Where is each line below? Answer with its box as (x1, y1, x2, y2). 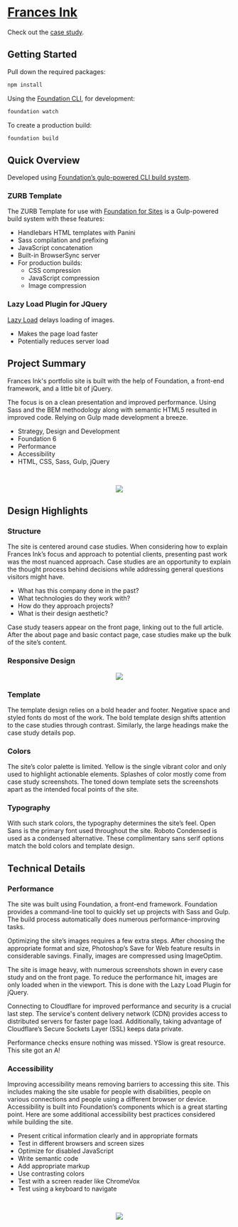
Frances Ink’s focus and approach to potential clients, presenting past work (7, 550, 227, 559)
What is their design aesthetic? (17, 609, 109, 618)
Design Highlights (7, 504, 89, 517)
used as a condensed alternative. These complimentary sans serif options (7, 834, 225, 843)
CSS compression (28, 266, 81, 275)
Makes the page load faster (17, 329, 98, 338)
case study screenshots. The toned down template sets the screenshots (7, 777, 219, 786)
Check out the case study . (7, 28, 85, 36)
